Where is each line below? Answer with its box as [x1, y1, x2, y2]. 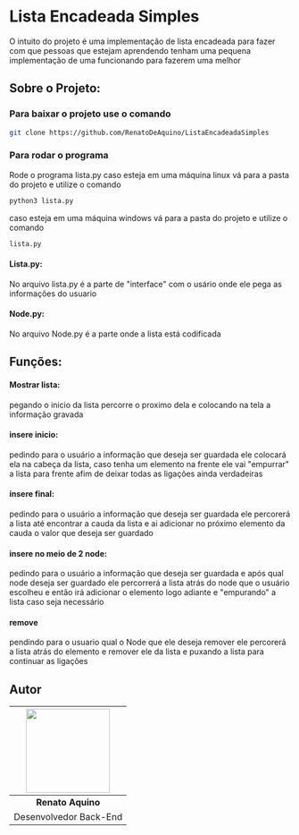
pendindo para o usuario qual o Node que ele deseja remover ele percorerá [9, 637, 287, 648]
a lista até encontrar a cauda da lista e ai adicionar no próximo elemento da [9, 517, 286, 529]
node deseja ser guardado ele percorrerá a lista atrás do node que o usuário [9, 577, 290, 588]
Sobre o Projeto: [9, 81, 101, 96]
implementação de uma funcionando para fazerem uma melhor [9, 55, 241, 65]
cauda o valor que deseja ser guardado [9, 527, 154, 538]
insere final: [9, 489, 55, 499]
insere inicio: [9, 430, 59, 440]
